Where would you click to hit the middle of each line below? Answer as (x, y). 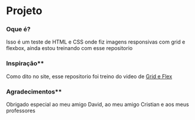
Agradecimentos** (34, 91)
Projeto (24, 11)
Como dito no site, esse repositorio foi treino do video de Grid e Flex (89, 76)
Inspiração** (25, 64)
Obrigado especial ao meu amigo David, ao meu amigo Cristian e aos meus (97, 105)
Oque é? (18, 29)
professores (21, 111)
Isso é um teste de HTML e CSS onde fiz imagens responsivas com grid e (96, 42)
